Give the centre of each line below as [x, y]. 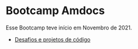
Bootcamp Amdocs [55, 11]
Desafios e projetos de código [53, 39]
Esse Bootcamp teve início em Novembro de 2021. [69, 28]
